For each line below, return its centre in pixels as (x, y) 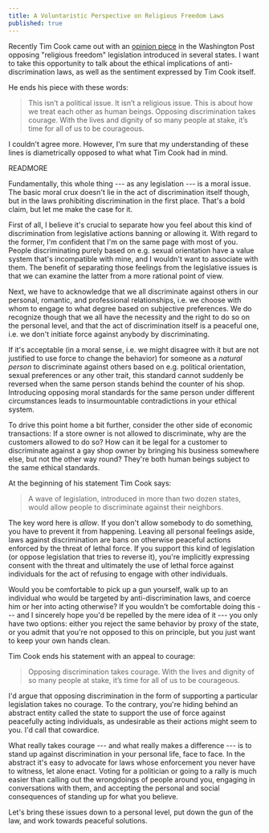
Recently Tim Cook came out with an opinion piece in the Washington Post (132, 46)
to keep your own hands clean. (59, 640)
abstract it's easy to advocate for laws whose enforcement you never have (132, 762)
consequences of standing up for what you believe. (94, 796)
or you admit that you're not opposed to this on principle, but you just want (132, 632)
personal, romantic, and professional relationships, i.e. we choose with (125, 300)
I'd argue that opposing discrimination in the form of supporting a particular (133, 696)
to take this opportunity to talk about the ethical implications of (112, 63)
